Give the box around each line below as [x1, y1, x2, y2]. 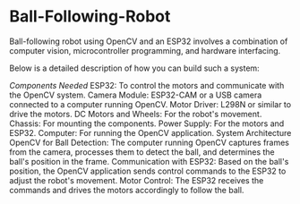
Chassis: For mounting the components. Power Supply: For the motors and [9, 118, 285, 129]
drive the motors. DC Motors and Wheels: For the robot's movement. [9, 108, 262, 119]
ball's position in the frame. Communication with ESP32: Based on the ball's [9, 156, 289, 166]
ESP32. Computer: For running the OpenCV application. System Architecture [9, 127, 292, 138]
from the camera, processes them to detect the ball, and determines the [9, 146, 275, 157]
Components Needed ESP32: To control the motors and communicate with [9, 80, 285, 90]
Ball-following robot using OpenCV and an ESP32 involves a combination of [9, 36, 288, 47]
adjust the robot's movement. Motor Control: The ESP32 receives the [9, 174, 264, 185]
